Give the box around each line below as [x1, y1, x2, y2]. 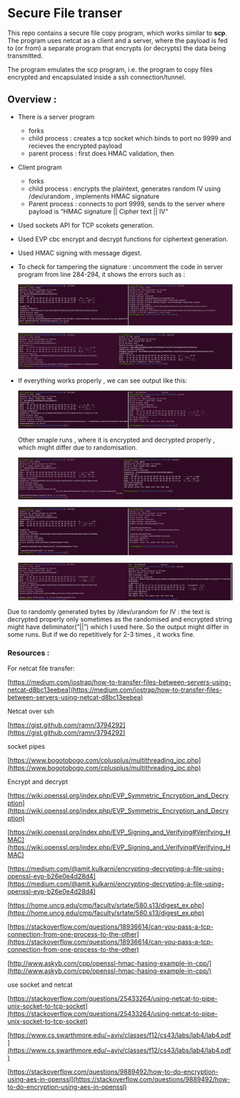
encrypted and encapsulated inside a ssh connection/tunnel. [7, 73, 186, 81]
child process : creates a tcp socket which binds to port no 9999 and [28, 134, 231, 142]
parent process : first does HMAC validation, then [28, 148, 174, 158]
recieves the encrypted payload [28, 141, 123, 150]
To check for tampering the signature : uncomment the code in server [17, 262, 224, 271]
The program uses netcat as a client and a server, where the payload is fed [7, 36, 229, 44]
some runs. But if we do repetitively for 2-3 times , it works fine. [7, 630, 195, 639]
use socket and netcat [7, 980, 73, 989]
